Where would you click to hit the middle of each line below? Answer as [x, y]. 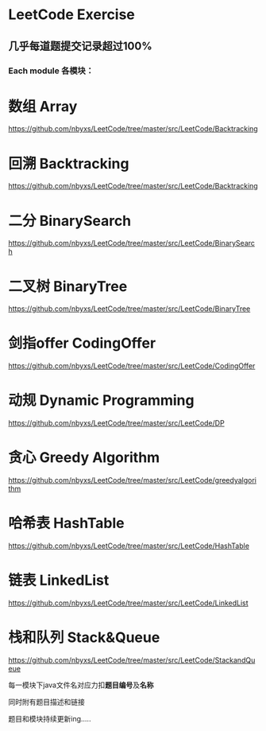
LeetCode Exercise [71, 15]
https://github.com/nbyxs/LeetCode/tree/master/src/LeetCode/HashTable [129, 546]
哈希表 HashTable [66, 523]
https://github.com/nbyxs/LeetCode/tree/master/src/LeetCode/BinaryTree [129, 309]
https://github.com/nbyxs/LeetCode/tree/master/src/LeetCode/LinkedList [128, 603]
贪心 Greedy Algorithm [84, 458]
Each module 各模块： [51, 71]
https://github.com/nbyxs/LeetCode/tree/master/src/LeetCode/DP [116, 423]
